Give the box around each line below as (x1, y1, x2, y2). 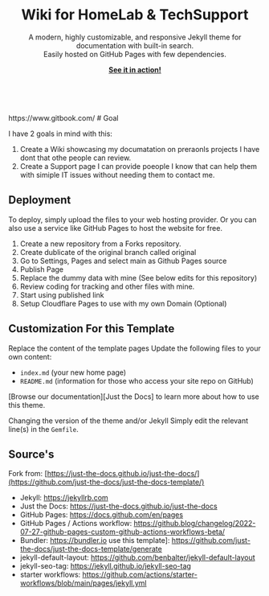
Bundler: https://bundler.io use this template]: (19, 536, 170, 545)
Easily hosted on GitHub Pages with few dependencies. (43, 49, 227, 59)
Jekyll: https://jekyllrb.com (19, 493, 108, 503)
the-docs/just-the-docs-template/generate (19, 545, 162, 554)
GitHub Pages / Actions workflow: (19, 519, 132, 528)
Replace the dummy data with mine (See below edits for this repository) (19, 273, 258, 282)
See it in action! (108, 64, 162, 74)
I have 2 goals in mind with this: (8, 129, 112, 138)
